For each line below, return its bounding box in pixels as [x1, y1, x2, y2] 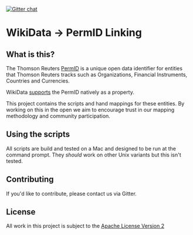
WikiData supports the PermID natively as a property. [6, 88, 135, 96]
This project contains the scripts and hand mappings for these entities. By [6, 100, 185, 107]
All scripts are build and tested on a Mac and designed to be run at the [6, 145, 176, 152]
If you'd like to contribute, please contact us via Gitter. [6, 190, 137, 197]
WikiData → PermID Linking [6, 26, 142, 39]
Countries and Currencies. [6, 77, 70, 84]
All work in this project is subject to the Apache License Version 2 [6, 223, 165, 230]
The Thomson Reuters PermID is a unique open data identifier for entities [6, 65, 183, 71]
